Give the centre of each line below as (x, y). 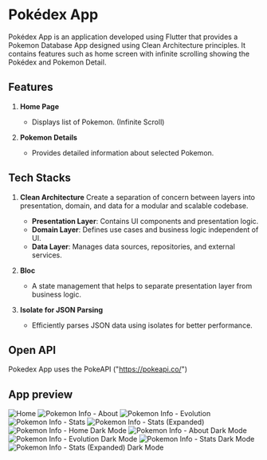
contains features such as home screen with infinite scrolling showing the (129, 53)
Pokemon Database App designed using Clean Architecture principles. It (127, 45)
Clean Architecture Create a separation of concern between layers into (137, 197)
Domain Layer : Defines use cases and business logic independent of (145, 230)
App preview (41, 394)
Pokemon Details (49, 137)
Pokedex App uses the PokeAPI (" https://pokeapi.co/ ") (98, 369)
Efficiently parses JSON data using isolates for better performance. (142, 325)
